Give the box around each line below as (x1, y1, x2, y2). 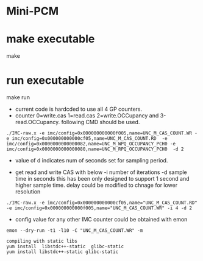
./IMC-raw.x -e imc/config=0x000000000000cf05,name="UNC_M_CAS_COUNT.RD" (6, 200, 198, 206)
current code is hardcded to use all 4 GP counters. (15, 105, 142, 113)
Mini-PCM (6, 4, 59, 18)
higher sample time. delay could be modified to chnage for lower (15, 181, 178, 189)
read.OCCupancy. (15, 119, 60, 126)
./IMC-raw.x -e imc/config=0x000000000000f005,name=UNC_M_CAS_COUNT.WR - (6, 130, 198, 136)
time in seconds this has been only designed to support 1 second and (15, 175, 190, 183)
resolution (15, 188, 41, 195)
